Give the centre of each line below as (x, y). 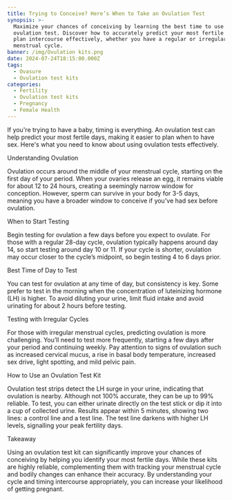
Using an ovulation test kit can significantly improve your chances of (105, 452)
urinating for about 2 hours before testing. (67, 306)
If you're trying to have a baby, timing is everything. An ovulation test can (111, 129)
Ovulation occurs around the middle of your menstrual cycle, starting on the (115, 171)
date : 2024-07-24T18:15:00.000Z (54, 59)
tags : (15, 65)
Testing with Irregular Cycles (48, 319)
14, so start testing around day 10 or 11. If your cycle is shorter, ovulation (109, 249)
